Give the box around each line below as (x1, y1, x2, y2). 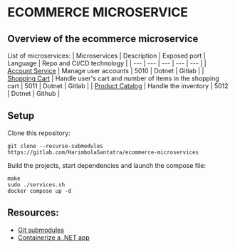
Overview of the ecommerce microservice (7, 33, 199, 45)
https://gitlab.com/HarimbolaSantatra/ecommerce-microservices (7, 149, 199, 156)
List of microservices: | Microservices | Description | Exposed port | (7, 51, 206, 60)
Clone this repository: (7, 129, 71, 137)
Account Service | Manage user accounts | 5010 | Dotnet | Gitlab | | (7, 67, 204, 75)
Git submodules (17, 226, 64, 234)
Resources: (7, 207, 59, 219)
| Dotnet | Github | (7, 90, 61, 97)
